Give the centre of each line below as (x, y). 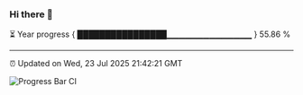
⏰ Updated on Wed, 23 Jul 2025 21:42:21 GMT (96, 64)
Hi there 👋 (32, 14)
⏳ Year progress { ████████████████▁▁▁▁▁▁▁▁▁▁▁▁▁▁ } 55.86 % (150, 34)
